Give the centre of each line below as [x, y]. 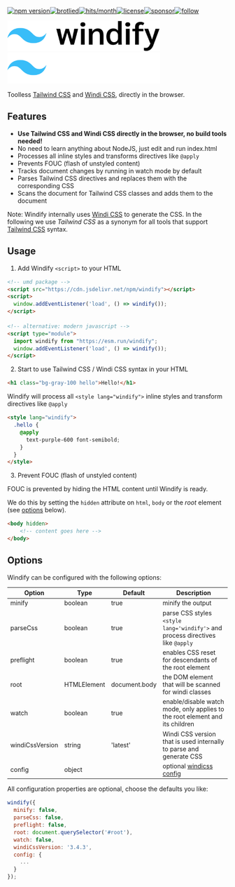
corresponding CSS [46, 185]
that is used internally [193, 741]
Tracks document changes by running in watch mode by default [109, 171]
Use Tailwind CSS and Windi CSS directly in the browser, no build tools [122, 133]
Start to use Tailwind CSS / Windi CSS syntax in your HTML [103, 369]
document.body [134, 685]
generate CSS [183, 756]
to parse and [181, 749]
